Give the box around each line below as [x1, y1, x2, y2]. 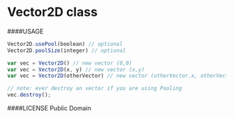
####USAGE [7, 27, 44, 35]
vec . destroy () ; [7, 92, 52, 99]
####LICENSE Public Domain [7, 104, 92, 112]
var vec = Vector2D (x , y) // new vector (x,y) [7, 66, 145, 73]
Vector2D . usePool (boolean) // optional [7, 40, 123, 47]
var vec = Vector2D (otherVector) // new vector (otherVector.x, [7, 72, 198, 80]
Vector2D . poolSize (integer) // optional [7, 47, 127, 54]
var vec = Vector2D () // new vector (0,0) [7, 60, 132, 67]
